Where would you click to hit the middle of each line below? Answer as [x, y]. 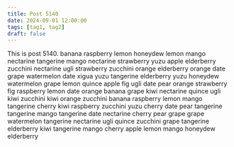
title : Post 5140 [33, 14]
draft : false [27, 34]
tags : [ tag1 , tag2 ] [36, 27]
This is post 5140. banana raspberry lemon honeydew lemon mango [107, 54]
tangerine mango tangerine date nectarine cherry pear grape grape [106, 114]
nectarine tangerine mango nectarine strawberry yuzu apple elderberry [112, 61]
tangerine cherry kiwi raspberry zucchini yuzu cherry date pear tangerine [115, 106]
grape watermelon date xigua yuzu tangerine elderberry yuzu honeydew [113, 76]
